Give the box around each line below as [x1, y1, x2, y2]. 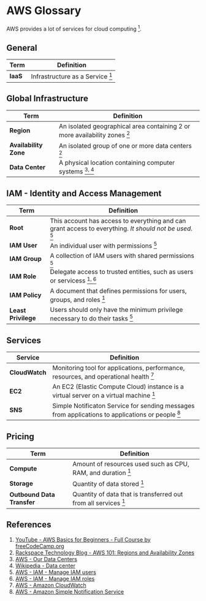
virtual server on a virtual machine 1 [52, 390, 156, 400]
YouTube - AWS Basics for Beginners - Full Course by [15, 535, 151, 543]
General [6, 42, 38, 53]
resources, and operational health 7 [52, 371, 154, 381]
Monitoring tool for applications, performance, [52, 364, 185, 372]
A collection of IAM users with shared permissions [50, 252, 194, 260]
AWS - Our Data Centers [15, 555, 78, 562]
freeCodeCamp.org [15, 542, 64, 550]
